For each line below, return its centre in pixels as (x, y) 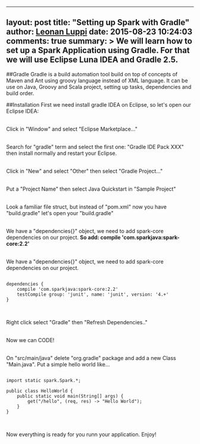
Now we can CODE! (30, 340)
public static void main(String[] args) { (70, 396)
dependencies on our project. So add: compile (63, 237)
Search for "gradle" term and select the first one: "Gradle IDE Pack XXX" (95, 147)
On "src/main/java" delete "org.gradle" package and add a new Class (91, 358)
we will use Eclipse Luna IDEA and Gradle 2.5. (92, 60)
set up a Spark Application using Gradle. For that (98, 50)
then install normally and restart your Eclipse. (62, 153)
